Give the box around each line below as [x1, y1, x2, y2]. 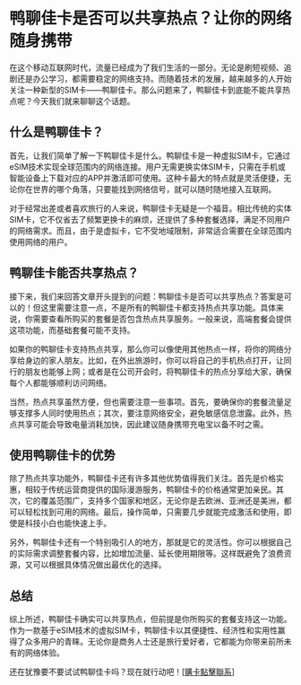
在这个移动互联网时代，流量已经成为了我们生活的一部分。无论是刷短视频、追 [9, 62, 292, 73]
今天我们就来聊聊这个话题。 [32, 95, 135, 106]
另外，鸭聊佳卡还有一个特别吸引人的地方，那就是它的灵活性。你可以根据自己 [9, 537, 292, 548]
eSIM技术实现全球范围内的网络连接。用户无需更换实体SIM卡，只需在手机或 [9, 161, 286, 171]
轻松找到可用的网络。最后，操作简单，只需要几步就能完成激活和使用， [24, 506, 284, 517]
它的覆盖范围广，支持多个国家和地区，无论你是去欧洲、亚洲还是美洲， [24, 496, 284, 506]
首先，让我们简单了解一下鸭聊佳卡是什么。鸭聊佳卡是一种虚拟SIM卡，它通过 [9, 150, 291, 161]
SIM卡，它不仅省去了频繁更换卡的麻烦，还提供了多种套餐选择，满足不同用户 [9, 214, 291, 224]
